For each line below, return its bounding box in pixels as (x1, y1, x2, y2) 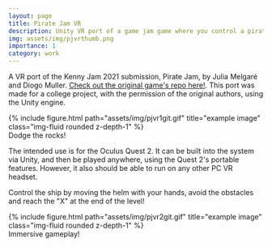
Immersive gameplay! (8, 229, 80, 239)
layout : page (8, 11, 53, 20)
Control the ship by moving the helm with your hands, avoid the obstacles (8, 188, 254, 197)
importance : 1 (8, 42, 57, 50)
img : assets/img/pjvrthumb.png (8, 34, 114, 43)
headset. (8, 172, 38, 181)
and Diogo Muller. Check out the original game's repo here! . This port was (8, 80, 255, 90)
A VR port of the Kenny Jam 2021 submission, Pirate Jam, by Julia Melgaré (8, 72, 257, 81)
